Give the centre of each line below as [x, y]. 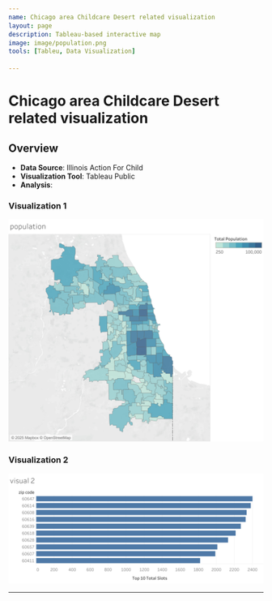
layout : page [30, 26]
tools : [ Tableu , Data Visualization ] [72, 52]
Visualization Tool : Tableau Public [77, 176]
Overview [34, 148]
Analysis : [36, 185]
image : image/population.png [57, 43]
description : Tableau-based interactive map [85, 34]
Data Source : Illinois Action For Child [81, 167]
